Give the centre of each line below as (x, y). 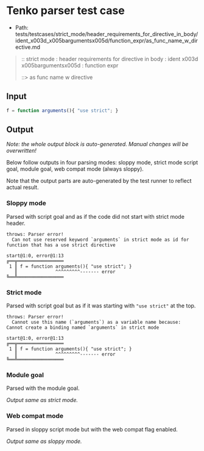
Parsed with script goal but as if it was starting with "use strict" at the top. (101, 306)
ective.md (28, 47)
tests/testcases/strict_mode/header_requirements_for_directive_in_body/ (107, 34)
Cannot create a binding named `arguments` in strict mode (83, 328)
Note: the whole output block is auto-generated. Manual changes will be (97, 144)
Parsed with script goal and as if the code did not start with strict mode (95, 216)
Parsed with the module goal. (43, 388)
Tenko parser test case (65, 11)
